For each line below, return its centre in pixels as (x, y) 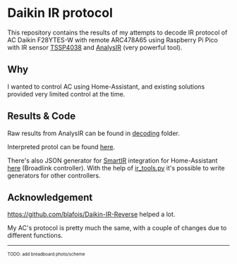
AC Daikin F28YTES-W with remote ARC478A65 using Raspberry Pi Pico (113, 39)
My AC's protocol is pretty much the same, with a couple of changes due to (117, 228)
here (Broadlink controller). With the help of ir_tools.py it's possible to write (116, 168)
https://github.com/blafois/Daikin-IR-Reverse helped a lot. (91, 214)
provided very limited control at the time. (66, 94)
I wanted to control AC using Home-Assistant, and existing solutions (106, 87)
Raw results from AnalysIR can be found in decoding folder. (93, 133)
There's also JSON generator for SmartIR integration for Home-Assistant (113, 161)
